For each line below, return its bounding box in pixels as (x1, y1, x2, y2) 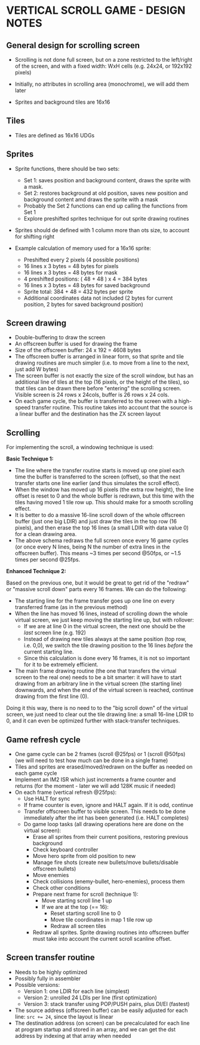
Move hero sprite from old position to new (32, 853, 136, 860)
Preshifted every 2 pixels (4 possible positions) (23, 256, 140, 263)
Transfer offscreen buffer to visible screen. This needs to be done (23, 808, 186, 815)
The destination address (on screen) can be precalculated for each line (14, 1019, 190, 1026)
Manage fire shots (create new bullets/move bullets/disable (32, 859, 179, 866)
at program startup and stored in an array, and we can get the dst (14, 1026, 176, 1033)
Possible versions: (14, 981, 60, 988)
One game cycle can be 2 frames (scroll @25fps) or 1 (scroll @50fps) (14, 751, 186, 758)
